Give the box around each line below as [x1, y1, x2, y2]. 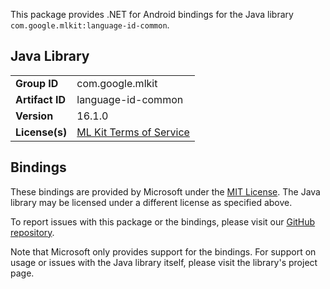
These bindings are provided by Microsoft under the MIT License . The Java [10, 185, 321, 198]
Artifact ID [15, 92, 66, 106]
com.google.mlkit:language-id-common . [10, 19, 170, 31]
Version [15, 109, 54, 123]
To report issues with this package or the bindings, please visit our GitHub [10, 215, 316, 228]
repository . [10, 226, 55, 238]
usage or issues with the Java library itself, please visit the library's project [10, 256, 318, 268]
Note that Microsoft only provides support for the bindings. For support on [10, 245, 317, 258]
